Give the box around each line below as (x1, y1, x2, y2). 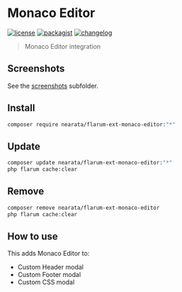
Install (7, 102, 35, 114)
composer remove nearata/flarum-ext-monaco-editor (7, 204, 160, 211)
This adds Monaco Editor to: (7, 249, 90, 258)
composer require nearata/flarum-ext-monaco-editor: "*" (7, 120, 176, 128)
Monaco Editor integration (24, 42, 101, 50)
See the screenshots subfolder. (7, 82, 99, 90)
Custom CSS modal (17, 278, 75, 286)
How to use (7, 230, 58, 242)
